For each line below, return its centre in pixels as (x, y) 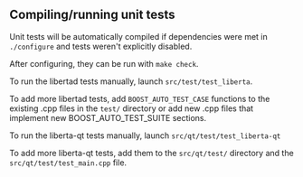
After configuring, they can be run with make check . (104, 63)
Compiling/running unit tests (92, 15)
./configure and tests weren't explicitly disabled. (101, 46)
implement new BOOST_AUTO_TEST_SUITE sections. (108, 117)
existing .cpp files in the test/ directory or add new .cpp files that (132, 108)
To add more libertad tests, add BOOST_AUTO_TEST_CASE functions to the (140, 98)
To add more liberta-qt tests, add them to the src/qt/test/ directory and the (151, 153)
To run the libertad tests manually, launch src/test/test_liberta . (131, 81)
